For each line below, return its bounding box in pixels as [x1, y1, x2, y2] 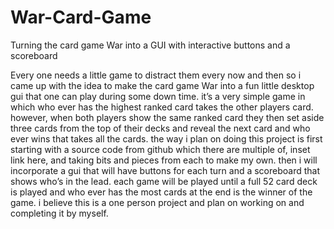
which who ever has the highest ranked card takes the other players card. [10, 101, 314, 113]
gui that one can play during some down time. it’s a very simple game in [10, 90, 306, 102]
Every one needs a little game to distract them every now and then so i [10, 69, 302, 81]
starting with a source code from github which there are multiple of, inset [10, 143, 311, 155]
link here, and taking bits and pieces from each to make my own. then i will [10, 154, 318, 166]
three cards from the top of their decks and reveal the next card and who [10, 122, 311, 134]
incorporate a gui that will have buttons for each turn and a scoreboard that [10, 164, 321, 176]
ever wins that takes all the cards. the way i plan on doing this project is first [10, 132, 323, 145]
